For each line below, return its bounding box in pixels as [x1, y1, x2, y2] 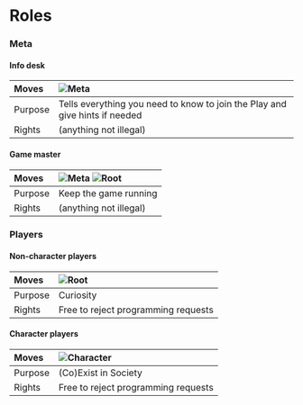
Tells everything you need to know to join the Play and [58, 98, 287, 111]
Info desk [9, 59, 45, 70]
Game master [9, 148, 61, 159]
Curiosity [58, 289, 97, 301]
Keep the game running [58, 186, 158, 199]
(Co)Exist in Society [58, 366, 142, 379]
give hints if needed [58, 109, 142, 121]
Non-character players [9, 251, 97, 262]
